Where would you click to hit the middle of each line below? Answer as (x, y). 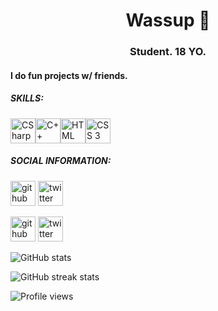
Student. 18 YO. (168, 52)
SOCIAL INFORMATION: (61, 161)
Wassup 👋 (168, 20)
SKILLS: (27, 98)
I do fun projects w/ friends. (69, 75)
